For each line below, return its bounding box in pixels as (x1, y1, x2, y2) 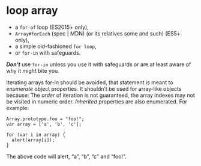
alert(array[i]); (11, 137, 55, 143)
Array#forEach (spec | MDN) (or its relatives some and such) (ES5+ (14, 29, 181, 37)
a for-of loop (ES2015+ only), (14, 23, 89, 31)
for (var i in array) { (6, 132, 66, 138)
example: (6, 104, 29, 111)
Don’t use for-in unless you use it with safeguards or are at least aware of (6, 61, 191, 68)
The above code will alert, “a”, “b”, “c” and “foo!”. (6, 153, 127, 160)
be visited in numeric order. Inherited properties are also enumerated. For (6, 97, 188, 105)
